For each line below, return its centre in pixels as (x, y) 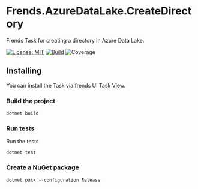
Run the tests (22, 142)
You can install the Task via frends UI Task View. (66, 85)
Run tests (20, 128)
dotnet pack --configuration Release (53, 180)
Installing (24, 71)
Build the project (31, 101)
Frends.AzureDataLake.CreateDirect (99, 11)
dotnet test (21, 152)
